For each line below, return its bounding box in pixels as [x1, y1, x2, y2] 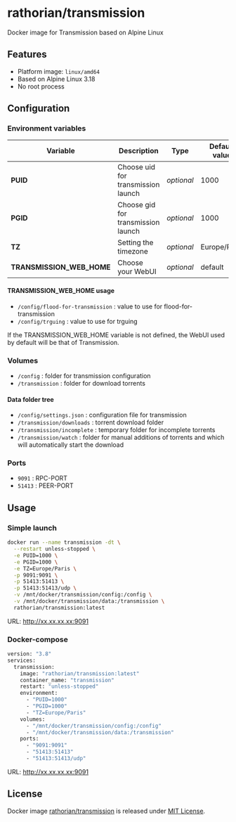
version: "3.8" [7, 651, 52, 658]
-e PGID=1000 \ [13, 559, 58, 566]
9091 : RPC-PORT [17, 474, 68, 483]
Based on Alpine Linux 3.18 [17, 74, 96, 83]
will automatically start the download [17, 441, 124, 449]
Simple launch [7, 523, 58, 533]
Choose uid [117, 162, 156, 172]
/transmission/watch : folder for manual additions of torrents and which [17, 433, 225, 442]
